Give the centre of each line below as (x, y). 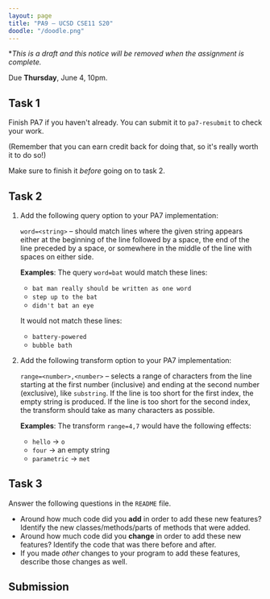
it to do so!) (27, 155)
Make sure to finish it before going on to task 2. (87, 171)
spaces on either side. (57, 257)
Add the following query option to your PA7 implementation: (119, 215)
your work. (26, 131)
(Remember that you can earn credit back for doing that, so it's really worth (133, 147)
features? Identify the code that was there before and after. (118, 544)
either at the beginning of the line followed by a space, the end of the (135, 240)
